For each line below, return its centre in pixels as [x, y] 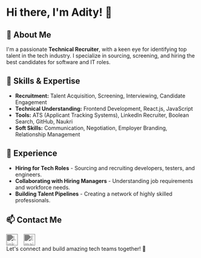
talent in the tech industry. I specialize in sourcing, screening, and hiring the [100, 56]
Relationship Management [48, 134]
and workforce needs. [43, 187]
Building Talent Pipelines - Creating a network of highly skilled [94, 194]
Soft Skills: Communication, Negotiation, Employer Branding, [91, 128]
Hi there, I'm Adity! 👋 [59, 12]
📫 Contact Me [34, 220]
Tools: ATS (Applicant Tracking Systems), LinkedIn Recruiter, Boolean [102, 115]
